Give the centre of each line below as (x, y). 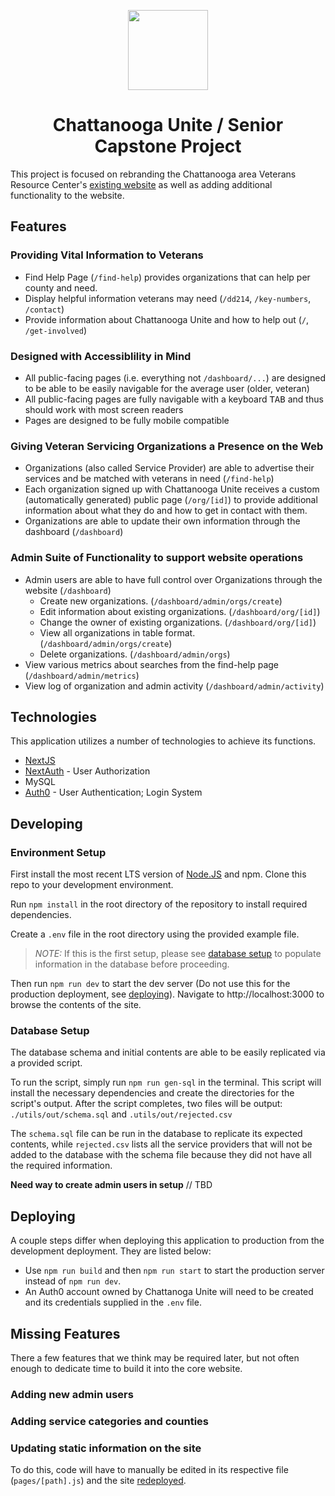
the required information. (61, 1166)
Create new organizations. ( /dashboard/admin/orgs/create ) (161, 601)
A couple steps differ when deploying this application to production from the (167, 1241)
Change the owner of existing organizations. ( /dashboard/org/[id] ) (178, 622)
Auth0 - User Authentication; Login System (113, 792)
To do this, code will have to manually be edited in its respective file (149, 1470)
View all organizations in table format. (117, 632)
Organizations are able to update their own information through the (162, 521)
